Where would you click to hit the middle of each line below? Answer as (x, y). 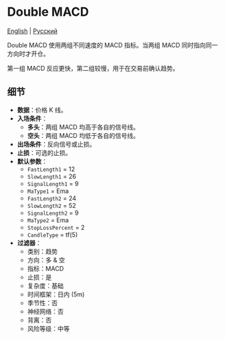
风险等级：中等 (48, 328)
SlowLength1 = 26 (52, 176)
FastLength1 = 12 (51, 169)
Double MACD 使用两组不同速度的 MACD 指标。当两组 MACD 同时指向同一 (113, 45)
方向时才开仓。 (28, 54)
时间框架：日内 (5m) (56, 294)
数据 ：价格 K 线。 (42, 110)
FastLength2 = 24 (52, 198)
